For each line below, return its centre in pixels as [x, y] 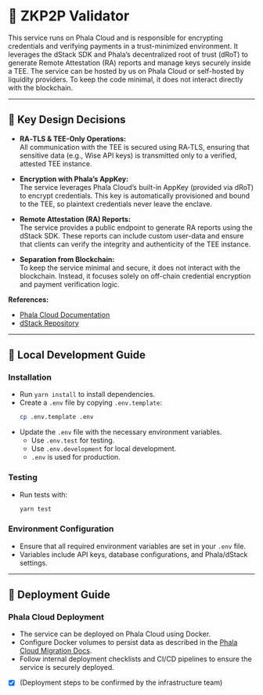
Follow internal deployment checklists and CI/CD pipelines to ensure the [135, 659]
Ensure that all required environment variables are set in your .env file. [133, 546]
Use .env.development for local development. [104, 449]
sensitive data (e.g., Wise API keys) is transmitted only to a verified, [128, 155]
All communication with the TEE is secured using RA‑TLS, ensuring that [134, 147]
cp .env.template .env [56, 417]
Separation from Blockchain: [67, 259]
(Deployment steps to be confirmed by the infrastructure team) [121, 682]
